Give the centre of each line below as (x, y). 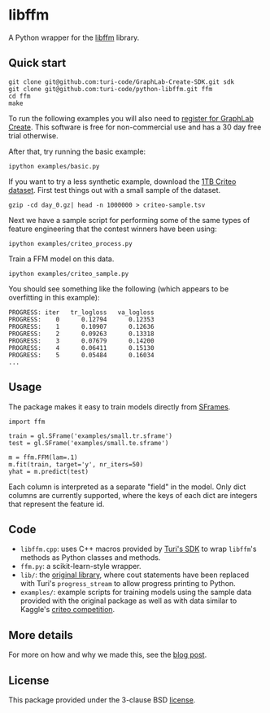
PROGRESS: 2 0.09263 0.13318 (81, 334)
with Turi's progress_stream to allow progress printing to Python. (128, 584)
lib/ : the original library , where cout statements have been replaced (135, 575)
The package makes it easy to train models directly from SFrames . (120, 407)
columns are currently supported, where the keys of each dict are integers (133, 495)
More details (41, 635)
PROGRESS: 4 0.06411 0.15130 (81, 348)
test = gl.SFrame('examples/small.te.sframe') (89, 443)
